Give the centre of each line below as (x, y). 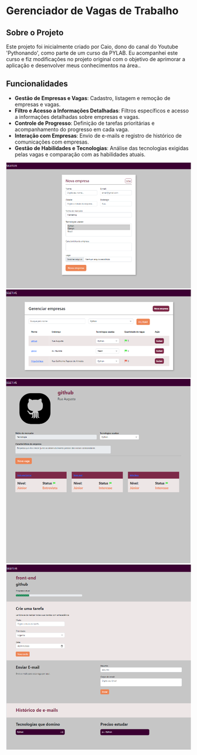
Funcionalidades (37, 84)
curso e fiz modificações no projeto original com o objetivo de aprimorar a (96, 59)
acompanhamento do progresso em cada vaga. (72, 129)
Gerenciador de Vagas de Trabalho (92, 11)
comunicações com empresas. (52, 142)
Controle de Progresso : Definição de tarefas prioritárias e (84, 123)
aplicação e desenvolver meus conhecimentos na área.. (73, 65)
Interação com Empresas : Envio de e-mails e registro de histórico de (98, 135)
